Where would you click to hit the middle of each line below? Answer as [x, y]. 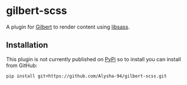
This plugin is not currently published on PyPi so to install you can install [93, 59]
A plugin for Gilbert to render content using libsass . [68, 27]
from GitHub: [22, 65]
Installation [27, 45]
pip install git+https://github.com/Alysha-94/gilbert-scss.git [86, 76]
